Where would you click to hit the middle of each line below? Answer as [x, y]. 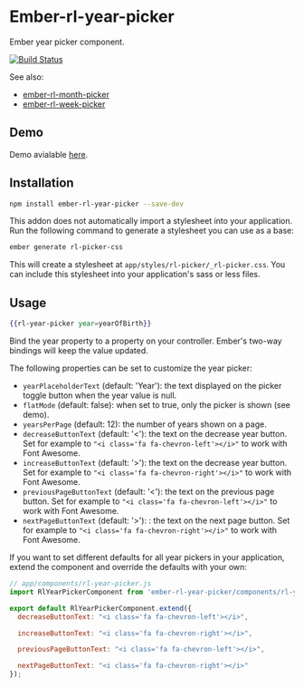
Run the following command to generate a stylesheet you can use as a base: [152, 231]
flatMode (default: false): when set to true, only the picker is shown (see [157, 405]
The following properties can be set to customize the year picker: [131, 368]
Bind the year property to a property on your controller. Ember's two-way [146, 341]
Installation [42, 183]
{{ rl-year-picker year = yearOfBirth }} [81, 324]
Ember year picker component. [67, 42]
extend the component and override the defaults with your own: [128, 567]
